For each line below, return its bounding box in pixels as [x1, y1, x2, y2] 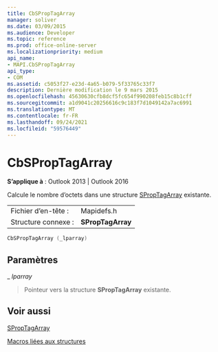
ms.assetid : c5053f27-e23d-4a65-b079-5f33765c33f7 [7, 80, 155, 87]
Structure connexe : [10, 217, 74, 227]
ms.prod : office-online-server [7, 42, 97, 49]
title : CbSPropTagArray [7, 10, 76, 17]
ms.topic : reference [7, 36, 67, 43]
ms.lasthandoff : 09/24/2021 [7, 118, 88, 126]
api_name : [7, 55, 36, 62]
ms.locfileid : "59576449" [7, 125, 81, 132]
